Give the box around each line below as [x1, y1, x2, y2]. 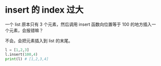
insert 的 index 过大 [5, 4, 84, 16]
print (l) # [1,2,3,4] [5, 56, 49, 61]
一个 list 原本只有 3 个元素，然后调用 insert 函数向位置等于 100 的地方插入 [5, 21, 152, 27]
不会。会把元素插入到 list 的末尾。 [5, 37, 73, 44]
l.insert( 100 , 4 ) [5, 52, 38, 57]
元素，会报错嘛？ [9, 27, 44, 33]
